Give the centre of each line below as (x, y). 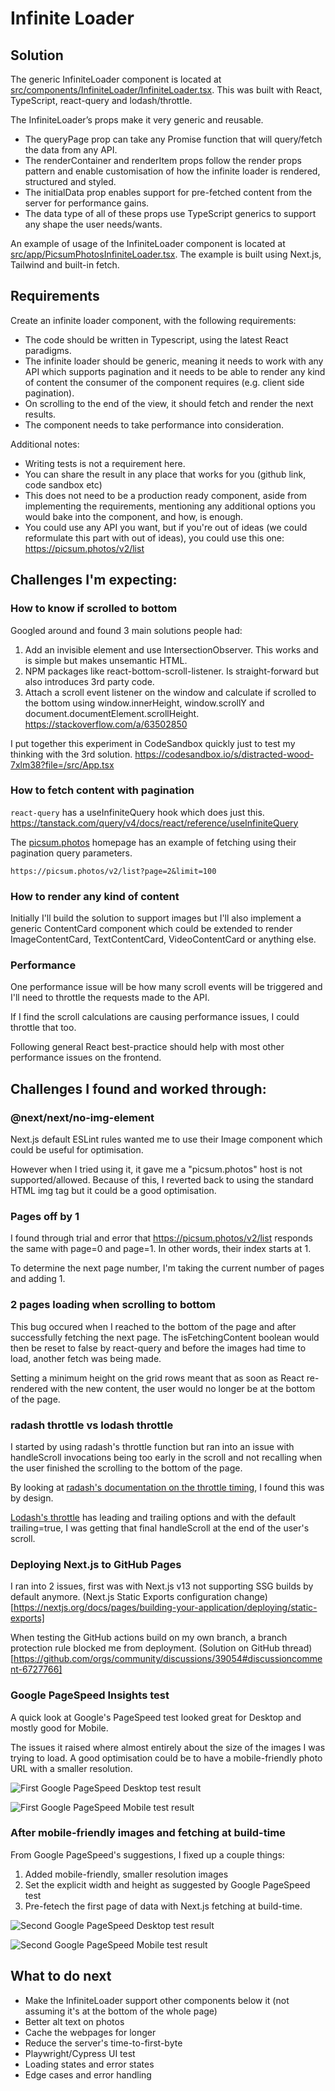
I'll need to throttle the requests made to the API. (110, 998)
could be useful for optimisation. (77, 1150)
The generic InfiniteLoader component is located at (116, 79)
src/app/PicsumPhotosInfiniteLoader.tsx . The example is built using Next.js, (166, 254)
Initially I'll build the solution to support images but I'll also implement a (156, 918)
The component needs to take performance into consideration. (154, 424)
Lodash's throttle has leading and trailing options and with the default (153, 1517)
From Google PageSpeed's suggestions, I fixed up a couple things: (147, 1854)
